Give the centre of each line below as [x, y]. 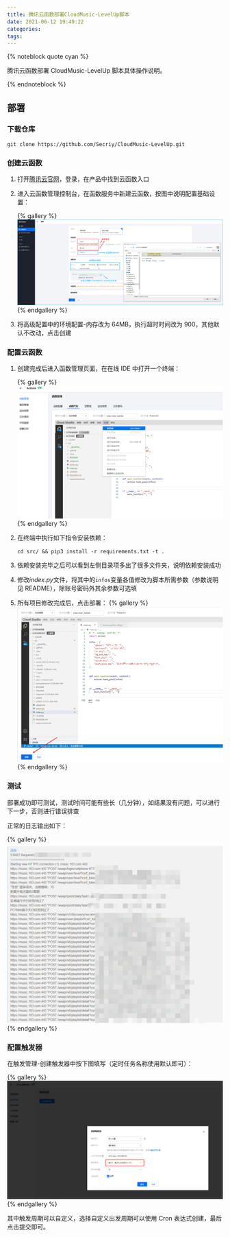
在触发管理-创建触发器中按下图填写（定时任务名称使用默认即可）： [100, 1064]
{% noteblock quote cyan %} [48, 57]
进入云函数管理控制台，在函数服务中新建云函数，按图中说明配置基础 [113, 194]
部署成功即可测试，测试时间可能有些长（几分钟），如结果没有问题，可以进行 [114, 802]
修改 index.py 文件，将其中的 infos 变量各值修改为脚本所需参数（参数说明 [118, 579]
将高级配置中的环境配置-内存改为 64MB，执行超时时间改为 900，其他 [115, 324]
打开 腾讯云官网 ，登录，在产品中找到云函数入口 [83, 179]
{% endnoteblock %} [37, 84]
